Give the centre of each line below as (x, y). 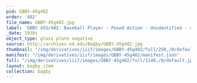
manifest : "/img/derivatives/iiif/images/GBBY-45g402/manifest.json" (93, 55)
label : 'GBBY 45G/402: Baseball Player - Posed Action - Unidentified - (97, 28)
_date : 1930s (22, 33)
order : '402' (22, 17)
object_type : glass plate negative (50, 39)
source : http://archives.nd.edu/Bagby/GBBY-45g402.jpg (74, 44)
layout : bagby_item (30, 66)
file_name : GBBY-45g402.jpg (40, 22)
